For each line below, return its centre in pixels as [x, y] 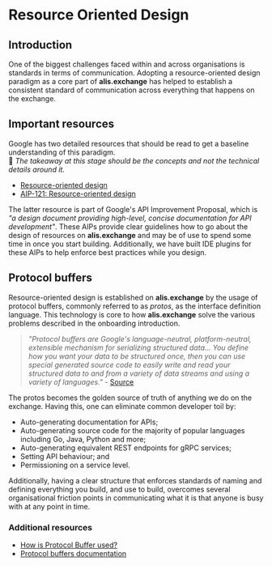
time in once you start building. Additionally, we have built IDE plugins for [130, 244]
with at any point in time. [49, 506]
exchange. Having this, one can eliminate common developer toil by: [122, 406]
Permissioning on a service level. [75, 465]
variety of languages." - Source [81, 381]
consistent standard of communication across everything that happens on [132, 90]
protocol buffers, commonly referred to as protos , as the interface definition [135, 306]
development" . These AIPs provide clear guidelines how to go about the [128, 226]
